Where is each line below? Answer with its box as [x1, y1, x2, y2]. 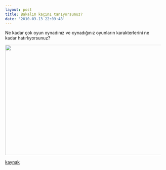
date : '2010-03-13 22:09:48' [5, 16, 65, 21]
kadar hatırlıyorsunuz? [5, 35, 50, 41]
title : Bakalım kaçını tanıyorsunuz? [5, 12, 83, 17]
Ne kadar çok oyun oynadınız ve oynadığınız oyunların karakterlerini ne [5, 30, 150, 36]
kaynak [5, 159, 20, 165]
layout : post [5, 7, 32, 12]
